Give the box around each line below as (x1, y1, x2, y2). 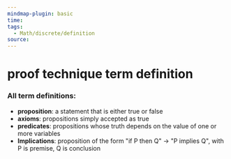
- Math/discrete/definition (13, 29, 96, 37)
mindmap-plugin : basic (7, 10, 73, 17)
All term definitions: (7, 91, 77, 101)
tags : (7, 23, 23, 30)
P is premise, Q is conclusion (17, 144, 101, 152)
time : (7, 17, 23, 24)
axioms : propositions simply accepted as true (17, 114, 149, 123)
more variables (17, 129, 61, 137)
